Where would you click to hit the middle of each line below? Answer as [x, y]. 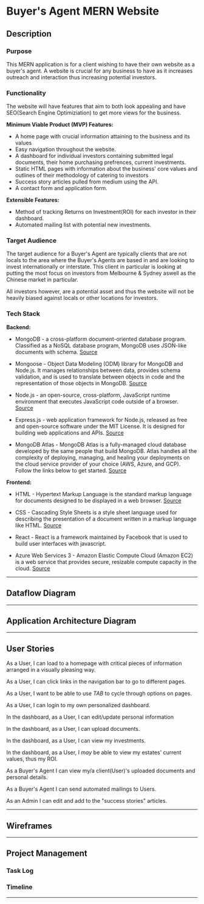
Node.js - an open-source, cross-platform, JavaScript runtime [93, 395]
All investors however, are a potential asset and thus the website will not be [100, 291]
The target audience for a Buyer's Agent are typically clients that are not [97, 254]
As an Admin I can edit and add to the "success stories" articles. [87, 801]
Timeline [19, 887]
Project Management [47, 854]
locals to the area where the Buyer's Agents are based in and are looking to [100, 260]
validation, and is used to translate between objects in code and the [100, 377]
